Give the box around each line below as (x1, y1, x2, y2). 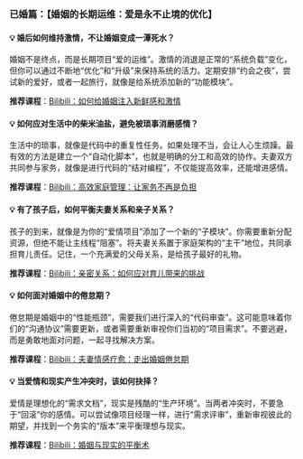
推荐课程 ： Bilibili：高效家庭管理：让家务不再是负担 (9, 182, 197, 192)
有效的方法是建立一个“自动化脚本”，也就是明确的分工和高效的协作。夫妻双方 (9, 151, 293, 162)
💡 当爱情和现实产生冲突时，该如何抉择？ (9, 376, 160, 387)
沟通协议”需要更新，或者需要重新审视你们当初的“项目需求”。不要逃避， (28, 323, 292, 333)
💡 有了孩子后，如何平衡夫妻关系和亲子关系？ (9, 203, 176, 214)
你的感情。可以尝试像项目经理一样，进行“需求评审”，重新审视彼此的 (40, 408, 292, 419)
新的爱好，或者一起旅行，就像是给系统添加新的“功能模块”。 (16, 77, 238, 88)
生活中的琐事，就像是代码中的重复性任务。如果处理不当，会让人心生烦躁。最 (9, 140, 294, 151)
